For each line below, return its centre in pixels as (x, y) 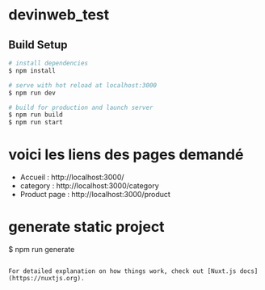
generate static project (86, 227)
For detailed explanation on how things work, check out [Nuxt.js (122, 271)
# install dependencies (48, 63)
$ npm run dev (32, 93)
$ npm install (32, 70)
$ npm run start (36, 123)
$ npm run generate (42, 249)
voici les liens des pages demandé (126, 155)
